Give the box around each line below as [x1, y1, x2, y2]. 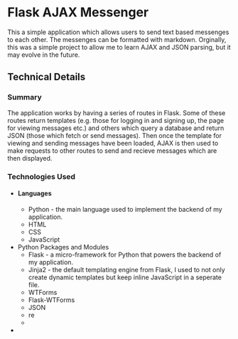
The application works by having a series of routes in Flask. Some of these [7, 108, 226, 117]
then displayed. [7, 154, 53, 162]
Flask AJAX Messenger [7, 4, 149, 21]
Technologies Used [7, 171, 76, 181]
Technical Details [7, 71, 86, 83]
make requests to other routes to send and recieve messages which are [7, 146, 217, 155]
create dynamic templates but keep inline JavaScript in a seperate [28, 273, 222, 281]
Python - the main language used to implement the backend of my [28, 205, 222, 213]
